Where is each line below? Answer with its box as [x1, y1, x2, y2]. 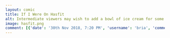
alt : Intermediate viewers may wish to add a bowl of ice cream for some [5, 16, 164, 21]
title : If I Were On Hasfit [5, 12, 65, 17]
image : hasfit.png [5, 21, 44, 26]
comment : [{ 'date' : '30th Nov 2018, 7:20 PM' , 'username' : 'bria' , [5, 26, 151, 31]
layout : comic [5, 7, 35, 12]
